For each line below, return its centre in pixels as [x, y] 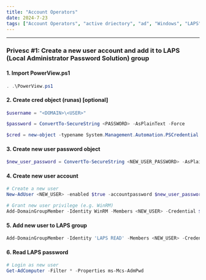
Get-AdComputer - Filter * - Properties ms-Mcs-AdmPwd [75, 271]
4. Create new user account [42, 176]
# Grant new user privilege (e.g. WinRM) [60, 206]
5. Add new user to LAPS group [47, 225]
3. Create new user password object [53, 149]
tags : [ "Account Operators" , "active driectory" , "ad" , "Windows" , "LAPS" [104, 23]
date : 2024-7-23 [27, 18]
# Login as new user [33, 265]
